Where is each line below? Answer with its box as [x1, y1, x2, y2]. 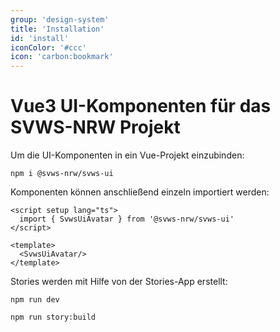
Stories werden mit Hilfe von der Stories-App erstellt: [10, 276, 228, 288]
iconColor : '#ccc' [10, 42, 87, 53]
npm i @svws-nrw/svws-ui [10, 169, 114, 179]
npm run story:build [10, 312, 97, 323]
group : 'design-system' [10, 14, 110, 25]
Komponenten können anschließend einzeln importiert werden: [10, 186, 270, 198]
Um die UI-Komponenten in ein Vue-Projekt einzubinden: [10, 149, 245, 161]
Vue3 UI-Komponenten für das [10, 95, 272, 118]
